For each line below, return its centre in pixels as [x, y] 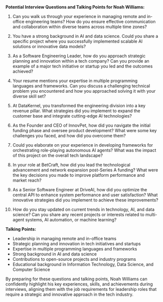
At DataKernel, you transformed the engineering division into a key [79, 106]
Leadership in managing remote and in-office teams [65, 238]
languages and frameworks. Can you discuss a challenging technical [81, 86]
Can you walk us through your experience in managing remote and [79, 16]
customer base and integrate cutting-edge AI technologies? [72, 116]
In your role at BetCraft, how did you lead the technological [71, 165]
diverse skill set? [29, 96]
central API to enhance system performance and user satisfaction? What [85, 195]
